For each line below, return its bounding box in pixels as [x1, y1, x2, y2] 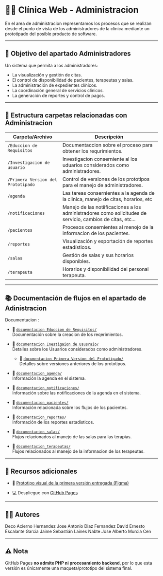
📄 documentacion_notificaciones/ [12, 385, 80, 391]
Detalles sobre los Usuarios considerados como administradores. [12, 346, 143, 352]
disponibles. [62, 258, 90, 264]
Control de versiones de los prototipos [62, 175, 150, 182]
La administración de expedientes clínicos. [12, 82, 98, 88]
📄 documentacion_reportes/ [12, 414, 66, 420]
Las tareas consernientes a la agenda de [62, 189, 155, 196]
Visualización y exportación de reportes [62, 238, 153, 244]
